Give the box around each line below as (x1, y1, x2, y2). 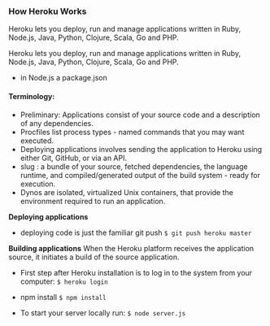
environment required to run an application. (20, 196, 166, 206)
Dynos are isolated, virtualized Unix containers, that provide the (20, 187, 233, 197)
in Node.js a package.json (20, 73, 107, 83)
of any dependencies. (20, 118, 94, 128)
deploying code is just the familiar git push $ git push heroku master (20, 228, 252, 237)
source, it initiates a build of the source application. (8, 252, 181, 262)
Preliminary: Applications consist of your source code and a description (20, 110, 260, 120)
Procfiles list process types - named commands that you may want (20, 127, 245, 137)
